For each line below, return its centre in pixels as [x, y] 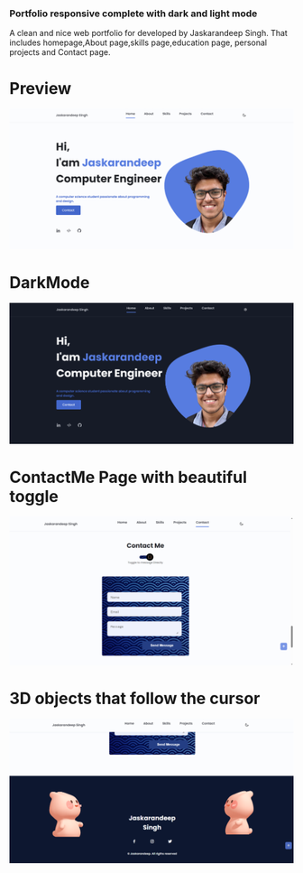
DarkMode [50, 282]
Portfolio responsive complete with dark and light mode [133, 14]
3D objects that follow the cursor [135, 698]
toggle [34, 497]
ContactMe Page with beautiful [129, 478]
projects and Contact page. [60, 52]
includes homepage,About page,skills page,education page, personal [138, 42]
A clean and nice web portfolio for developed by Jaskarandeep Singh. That [149, 33]
